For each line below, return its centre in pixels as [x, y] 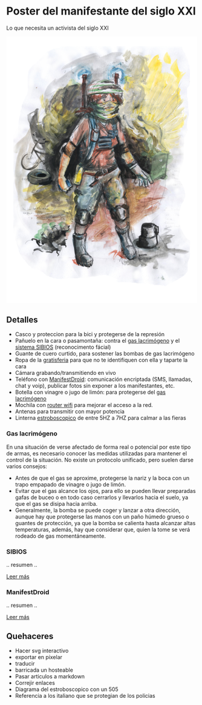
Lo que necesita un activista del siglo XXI [57, 28]
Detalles [22, 319]
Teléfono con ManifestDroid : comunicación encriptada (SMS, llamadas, [103, 379]
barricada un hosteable [44, 670]
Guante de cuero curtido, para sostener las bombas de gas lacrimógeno [105, 354]
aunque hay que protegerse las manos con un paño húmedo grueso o [102, 517]
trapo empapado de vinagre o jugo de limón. [70, 484]
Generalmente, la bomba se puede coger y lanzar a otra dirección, [98, 510]
